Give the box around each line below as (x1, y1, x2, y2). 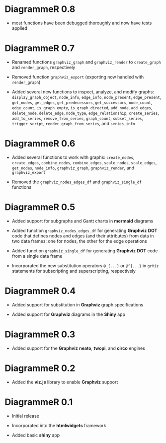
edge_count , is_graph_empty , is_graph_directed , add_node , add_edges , (11, 104, 153, 110)
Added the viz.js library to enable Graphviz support (11, 379, 118, 385)
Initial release (11, 413, 39, 419)
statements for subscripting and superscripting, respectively (11, 268, 136, 274)
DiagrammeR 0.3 (4, 329, 76, 340)
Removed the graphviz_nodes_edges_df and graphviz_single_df (11, 179, 142, 185)
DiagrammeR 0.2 (4, 363, 76, 373)
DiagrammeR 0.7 (4, 43, 75, 54)
